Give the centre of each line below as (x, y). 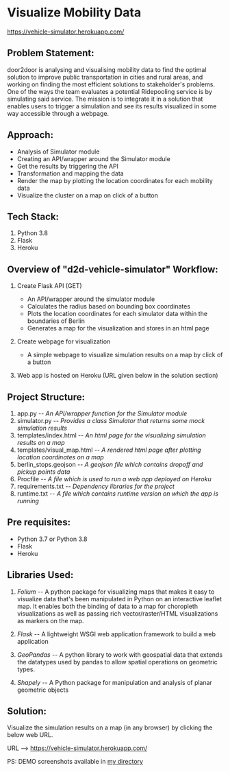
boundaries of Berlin (56, 321)
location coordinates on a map (60, 457)
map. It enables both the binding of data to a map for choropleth (107, 606)
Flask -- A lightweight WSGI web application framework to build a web (116, 634)
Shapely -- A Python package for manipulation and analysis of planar (114, 682)
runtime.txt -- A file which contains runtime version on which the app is (118, 494)
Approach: (30, 135)
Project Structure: (46, 397)
